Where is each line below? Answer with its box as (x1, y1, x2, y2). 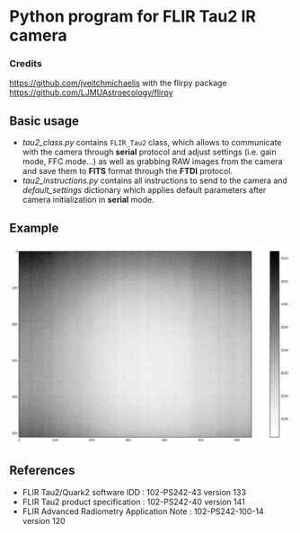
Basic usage (9, 113, 79, 128)
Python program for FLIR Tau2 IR (9, 6, 256, 27)
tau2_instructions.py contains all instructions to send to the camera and (22, 175, 287, 186)
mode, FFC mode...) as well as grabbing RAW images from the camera (22, 156, 283, 167)
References (9, 463, 75, 478)
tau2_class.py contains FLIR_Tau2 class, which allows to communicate (22, 137, 282, 148)
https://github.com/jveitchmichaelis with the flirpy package (9, 78, 227, 89)
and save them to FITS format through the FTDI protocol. (22, 166, 234, 177)
